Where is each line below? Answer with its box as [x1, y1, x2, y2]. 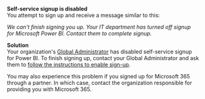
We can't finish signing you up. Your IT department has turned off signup [7, 24, 191, 30]
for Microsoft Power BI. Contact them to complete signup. [7, 30, 152, 37]
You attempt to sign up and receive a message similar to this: [7, 12, 160, 19]
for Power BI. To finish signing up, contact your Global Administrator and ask [7, 55, 200, 61]
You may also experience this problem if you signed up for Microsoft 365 [7, 73, 190, 80]
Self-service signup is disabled [7, 5, 88, 12]
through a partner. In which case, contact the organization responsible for [7, 79, 192, 86]
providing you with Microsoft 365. [7, 86, 92, 93]
